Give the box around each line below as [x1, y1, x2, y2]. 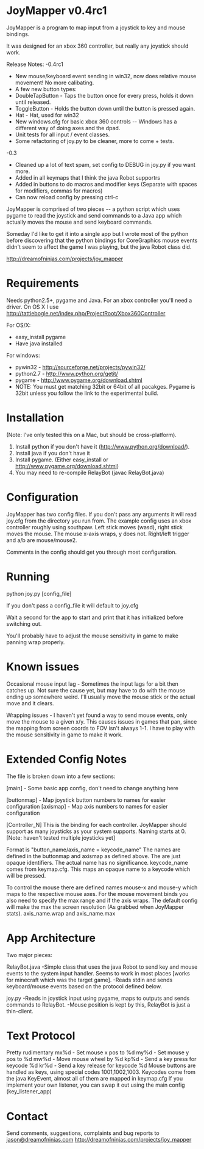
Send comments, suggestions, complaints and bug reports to [6, 1129, 160, 1137]
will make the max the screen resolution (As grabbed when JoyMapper [6, 903, 184, 911]
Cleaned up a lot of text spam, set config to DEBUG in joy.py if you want [15, 161, 196, 168]
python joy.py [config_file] [6, 590, 72, 597]
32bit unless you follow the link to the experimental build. [15, 389, 159, 397]
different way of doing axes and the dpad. [15, 124, 121, 131]
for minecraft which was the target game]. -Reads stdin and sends [6, 976, 173, 983]
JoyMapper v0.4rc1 [6, 4, 107, 18]
